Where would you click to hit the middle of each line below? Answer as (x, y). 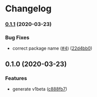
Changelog (28, 9)
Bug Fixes (17, 38)
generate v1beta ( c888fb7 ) (40, 89)
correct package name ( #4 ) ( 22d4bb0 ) (52, 48)
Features (16, 78)
